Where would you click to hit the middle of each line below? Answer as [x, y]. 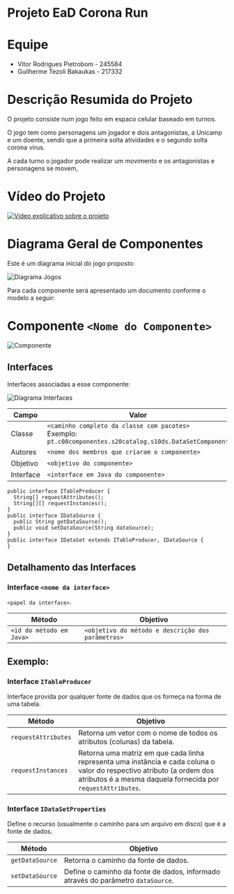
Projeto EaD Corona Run [78, 13]
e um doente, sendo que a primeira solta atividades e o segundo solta [107, 140]
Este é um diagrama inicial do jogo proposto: [71, 263]
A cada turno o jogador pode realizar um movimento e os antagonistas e [111, 161]
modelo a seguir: [31, 297]
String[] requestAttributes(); [59, 497]
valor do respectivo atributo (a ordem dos [146, 770]
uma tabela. [24, 704]
